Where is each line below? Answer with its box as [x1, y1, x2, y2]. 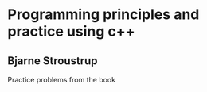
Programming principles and [7, 6, 200, 24]
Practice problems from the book [7, 75, 116, 84]
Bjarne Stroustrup [7, 54, 98, 67]
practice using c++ [7, 22, 135, 40]
